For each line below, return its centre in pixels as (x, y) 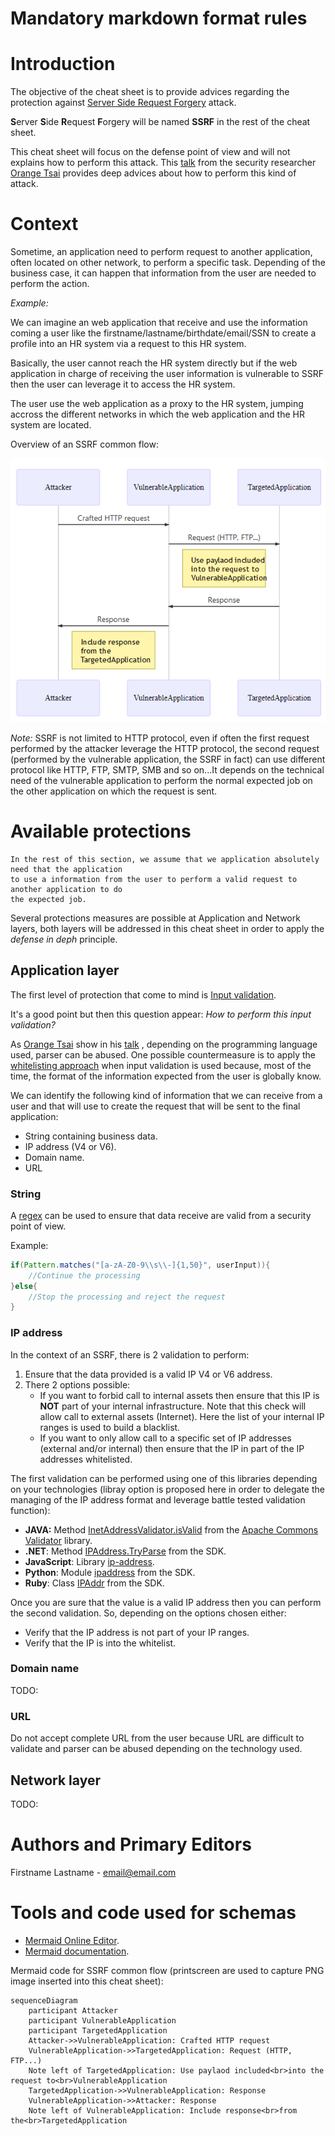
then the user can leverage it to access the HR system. (123, 384)
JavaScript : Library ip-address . (89, 1561)
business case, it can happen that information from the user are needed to (163, 273)
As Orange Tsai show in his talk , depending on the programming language (164, 1044)
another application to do (66, 889)
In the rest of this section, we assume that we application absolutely (165, 859)
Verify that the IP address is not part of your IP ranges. (137, 1632)
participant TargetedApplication (98, 2030)
